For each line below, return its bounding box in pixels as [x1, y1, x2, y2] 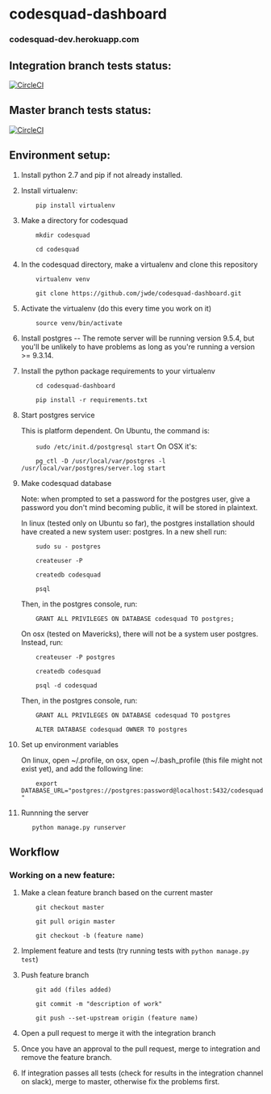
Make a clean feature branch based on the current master [20, 888, 213, 898]
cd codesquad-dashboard [35, 382, 115, 390]
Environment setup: [9, 149, 111, 163]
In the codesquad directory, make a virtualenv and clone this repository [20, 260, 258, 269]
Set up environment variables [20, 739, 119, 749]
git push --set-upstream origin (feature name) [35, 1014, 198, 1023]
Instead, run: [20, 637, 64, 647]
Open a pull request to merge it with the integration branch [20, 1029, 216, 1038]
